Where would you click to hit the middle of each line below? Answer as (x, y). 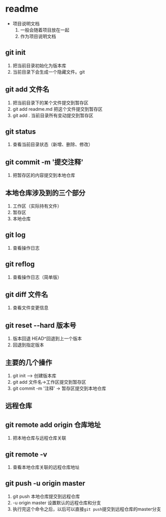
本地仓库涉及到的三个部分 (45, 193)
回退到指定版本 (28, 345)
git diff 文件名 (27, 295)
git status (21, 131)
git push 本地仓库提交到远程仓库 (46, 496)
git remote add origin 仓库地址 (53, 425)
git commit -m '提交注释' (44, 162)
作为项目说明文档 (38, 36)
